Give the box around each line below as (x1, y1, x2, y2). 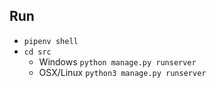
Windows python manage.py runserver (38, 55, 197, 68)
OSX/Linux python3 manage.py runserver (38, 66, 207, 78)
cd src (23, 47, 52, 57)
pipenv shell (23, 36, 79, 46)
